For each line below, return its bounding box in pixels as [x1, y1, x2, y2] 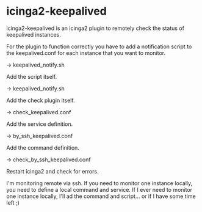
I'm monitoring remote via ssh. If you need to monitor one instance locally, [6, 179, 193, 187]
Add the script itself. [6, 73, 57, 80]
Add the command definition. [6, 144, 79, 151]
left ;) [6, 199, 20, 206]
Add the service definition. [6, 120, 73, 128]
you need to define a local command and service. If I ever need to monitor [6, 186, 193, 193]
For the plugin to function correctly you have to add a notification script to [6, 43, 192, 50]
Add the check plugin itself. [6, 97, 75, 104]
